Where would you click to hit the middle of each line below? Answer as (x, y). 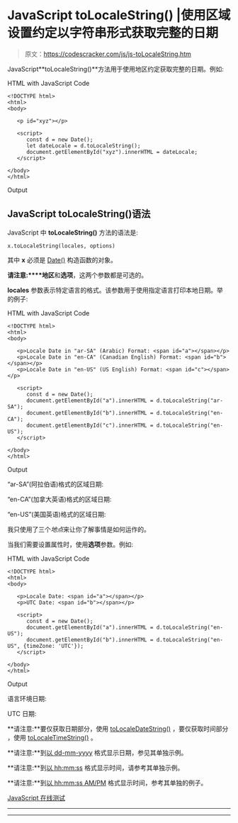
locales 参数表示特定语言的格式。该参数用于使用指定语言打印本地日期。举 (115, 290)
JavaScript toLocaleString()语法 (79, 214)
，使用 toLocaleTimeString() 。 (52, 737)
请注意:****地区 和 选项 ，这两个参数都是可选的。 (77, 275)
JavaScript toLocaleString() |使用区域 (119, 15)
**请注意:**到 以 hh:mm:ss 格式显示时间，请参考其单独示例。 (96, 768)
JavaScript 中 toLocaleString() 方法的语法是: (73, 233)
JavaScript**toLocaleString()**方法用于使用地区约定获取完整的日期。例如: (116, 69)
